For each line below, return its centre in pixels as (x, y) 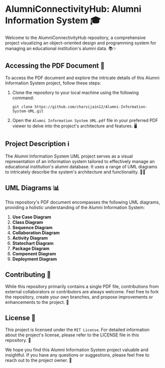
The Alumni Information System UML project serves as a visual (69, 156)
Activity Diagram (30, 238)
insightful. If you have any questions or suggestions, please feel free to (77, 355)
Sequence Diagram (32, 228)
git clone (22, 107)
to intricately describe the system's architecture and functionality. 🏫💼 (75, 172)
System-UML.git (28, 111)
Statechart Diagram (33, 244)
